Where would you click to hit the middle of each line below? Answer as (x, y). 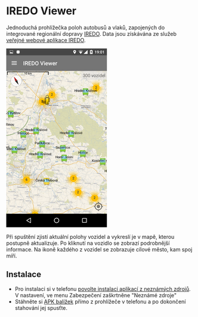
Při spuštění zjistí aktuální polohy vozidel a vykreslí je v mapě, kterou (90, 237)
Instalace (24, 274)
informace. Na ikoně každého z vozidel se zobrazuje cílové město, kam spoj (99, 249)
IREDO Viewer (41, 11)
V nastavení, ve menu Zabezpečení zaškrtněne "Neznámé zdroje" (96, 295)
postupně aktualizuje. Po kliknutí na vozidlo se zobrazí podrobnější (88, 243)
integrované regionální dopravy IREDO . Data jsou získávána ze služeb (92, 33)
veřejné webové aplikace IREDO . (46, 40)
